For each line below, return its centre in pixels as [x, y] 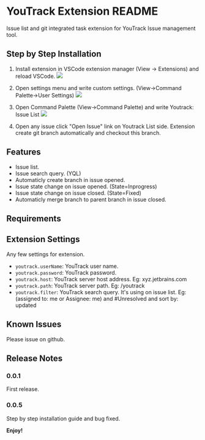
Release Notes [35, 358]
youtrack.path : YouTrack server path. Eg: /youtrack [80, 286]
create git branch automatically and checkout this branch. [88, 132]
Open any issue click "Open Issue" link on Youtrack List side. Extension [105, 126]
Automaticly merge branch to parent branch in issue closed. [91, 199]
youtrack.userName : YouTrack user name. [67, 266]
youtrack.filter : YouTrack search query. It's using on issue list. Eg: [101, 292]
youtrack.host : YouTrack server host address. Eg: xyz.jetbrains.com [101, 279]
